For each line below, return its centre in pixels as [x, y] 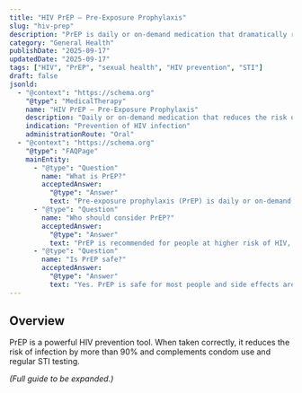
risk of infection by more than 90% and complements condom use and [140, 352]
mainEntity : [48, 159]
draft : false [34, 76]
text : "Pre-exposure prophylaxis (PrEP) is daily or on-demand [170, 201]
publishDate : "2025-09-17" [60, 51]
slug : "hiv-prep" [42, 26]
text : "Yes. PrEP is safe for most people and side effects [164, 284]
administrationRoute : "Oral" [80, 135]
